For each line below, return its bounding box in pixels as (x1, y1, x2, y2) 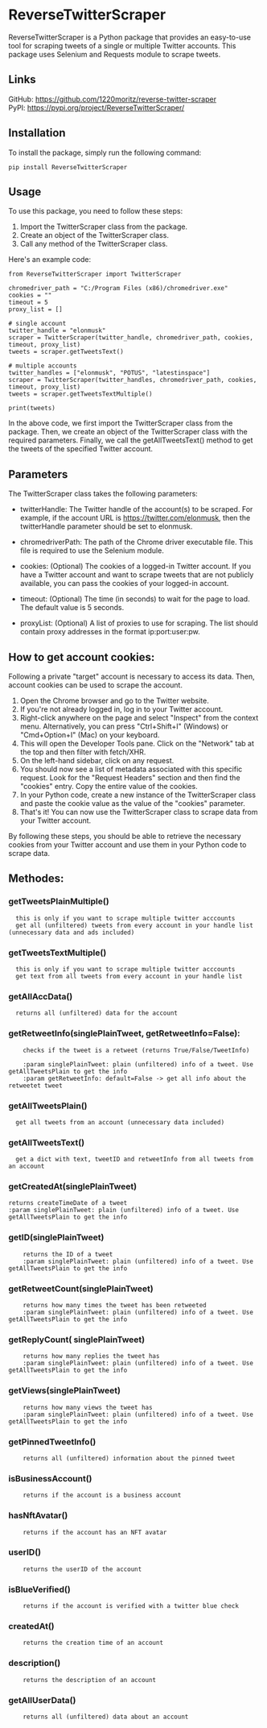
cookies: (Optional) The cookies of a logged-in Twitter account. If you (19, 562, 252, 571)
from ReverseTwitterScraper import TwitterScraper (8, 270, 182, 279)
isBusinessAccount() (8, 1473, 92, 1484)
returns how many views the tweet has (23, 1403, 153, 1411)
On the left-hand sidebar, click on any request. (19, 756, 175, 765)
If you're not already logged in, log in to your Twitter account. (19, 704, 224, 714)
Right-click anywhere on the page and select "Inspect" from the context (19, 713, 259, 722)
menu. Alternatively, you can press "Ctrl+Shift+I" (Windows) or (19, 721, 228, 731)
